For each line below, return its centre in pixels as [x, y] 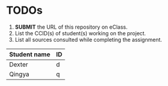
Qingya [19, 74]
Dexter [19, 64]
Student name [30, 54]
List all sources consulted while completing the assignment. [88, 39]
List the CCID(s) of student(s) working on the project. [80, 33]
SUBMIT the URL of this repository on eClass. [71, 27]
